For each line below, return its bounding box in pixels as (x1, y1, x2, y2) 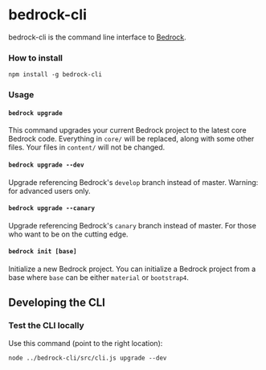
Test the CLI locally (8, 320, 84, 331)
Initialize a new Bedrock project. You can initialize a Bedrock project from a (8, 264, 256, 273)
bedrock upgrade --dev (8, 161, 84, 169)
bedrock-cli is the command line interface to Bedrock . (8, 32, 186, 42)
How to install (8, 52, 63, 64)
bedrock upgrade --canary (8, 204, 95, 212)
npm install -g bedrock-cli (8, 71, 103, 79)
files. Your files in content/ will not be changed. (8, 142, 166, 152)
